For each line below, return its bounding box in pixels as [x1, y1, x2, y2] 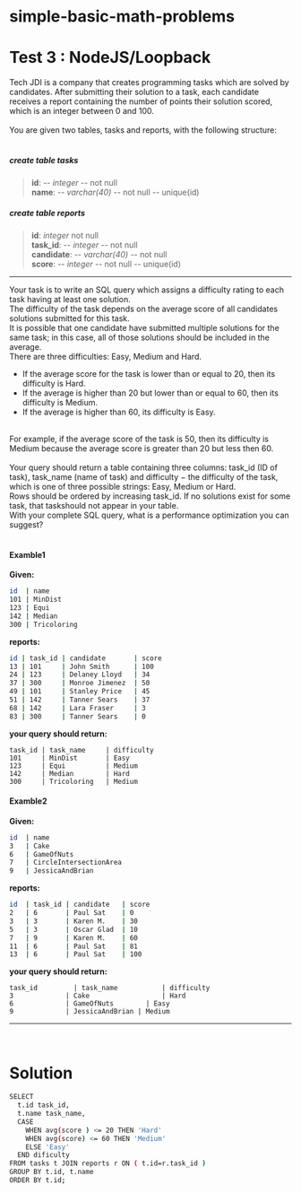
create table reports [9, 207, 86, 218]
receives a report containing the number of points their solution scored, [9, 96, 273, 107]
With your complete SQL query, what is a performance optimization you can [9, 509, 289, 521]
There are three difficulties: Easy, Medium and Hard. [9, 352, 202, 362]
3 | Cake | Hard [9, 991, 186, 1001]
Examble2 [9, 796, 47, 806]
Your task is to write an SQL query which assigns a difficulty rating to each [9, 284, 285, 295]
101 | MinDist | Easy [9, 753, 130, 762]
